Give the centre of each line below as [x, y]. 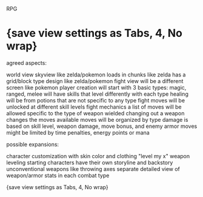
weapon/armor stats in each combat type [58, 175]
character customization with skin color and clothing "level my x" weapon [98, 156]
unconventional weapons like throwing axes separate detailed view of [93, 169]
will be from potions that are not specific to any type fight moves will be [96, 100]
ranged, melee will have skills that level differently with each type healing [98, 94]
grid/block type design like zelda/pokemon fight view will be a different [95, 81]
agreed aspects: [27, 62]
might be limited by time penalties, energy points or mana [78, 132]
